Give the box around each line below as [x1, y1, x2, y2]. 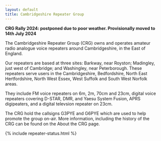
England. [5, 50, 23, 56]
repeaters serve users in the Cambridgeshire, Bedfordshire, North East [5, 70, 148, 76]
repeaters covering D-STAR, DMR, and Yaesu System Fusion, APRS [5, 95, 141, 101]
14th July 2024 [5, 30, 37, 36]
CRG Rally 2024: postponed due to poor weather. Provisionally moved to [5, 25, 156, 31]
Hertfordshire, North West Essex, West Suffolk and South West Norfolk [5, 76, 148, 82]
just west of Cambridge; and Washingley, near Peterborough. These [5, 65, 142, 71]
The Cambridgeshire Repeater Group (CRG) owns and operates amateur [5, 40, 151, 46]
